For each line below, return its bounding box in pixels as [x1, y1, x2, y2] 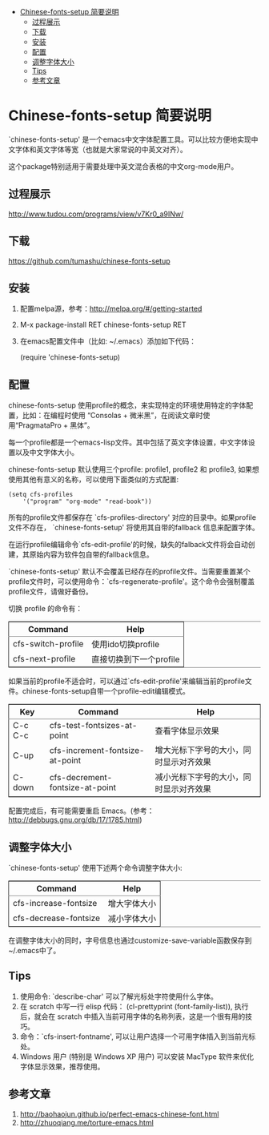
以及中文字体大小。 [14, 448, 78, 457]
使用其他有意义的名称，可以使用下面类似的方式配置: [8, 475, 179, 485]
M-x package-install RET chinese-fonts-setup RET [19, 320, 187, 330]
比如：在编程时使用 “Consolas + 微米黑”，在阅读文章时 [22, 411, 203, 421]
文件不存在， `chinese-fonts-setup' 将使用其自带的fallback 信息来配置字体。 [8, 523, 259, 533]
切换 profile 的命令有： [8, 604, 83, 614]
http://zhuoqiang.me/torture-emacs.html [19, 1117, 154, 1127]
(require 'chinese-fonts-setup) [19, 352, 121, 362]
